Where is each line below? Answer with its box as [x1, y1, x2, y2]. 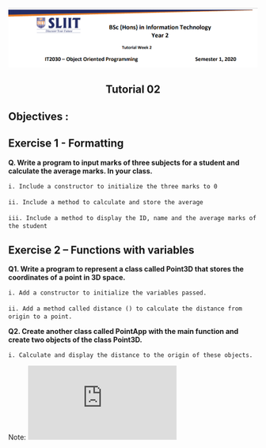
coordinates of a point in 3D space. [8, 273, 126, 283]
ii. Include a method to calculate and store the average [8, 198, 203, 206]
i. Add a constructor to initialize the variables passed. [8, 289, 207, 297]
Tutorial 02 [105, 83, 161, 97]
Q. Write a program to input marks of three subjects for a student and [8, 158, 240, 167]
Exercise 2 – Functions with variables [8, 243, 195, 256]
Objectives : [8, 109, 69, 123]
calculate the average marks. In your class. [8, 166, 153, 176]
